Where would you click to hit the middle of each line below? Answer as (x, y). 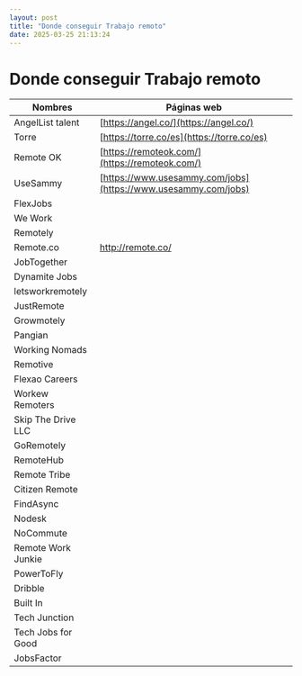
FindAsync (36, 504)
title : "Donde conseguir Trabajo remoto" (88, 26)
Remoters (34, 405)
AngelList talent (47, 122)
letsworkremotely (51, 292)
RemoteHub (39, 460)
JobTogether (41, 262)
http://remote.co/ (136, 248)
